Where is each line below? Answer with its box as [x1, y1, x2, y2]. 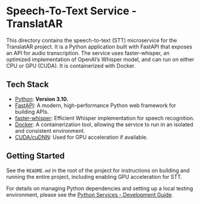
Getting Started [6, 151, 65, 161]
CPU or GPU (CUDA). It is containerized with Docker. [6, 62, 136, 69]
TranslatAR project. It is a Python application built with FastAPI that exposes [6, 43, 193, 50]
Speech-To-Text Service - [6, 4, 137, 18]
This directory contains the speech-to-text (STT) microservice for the [6, 36, 177, 44]
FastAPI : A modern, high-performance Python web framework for [14, 102, 176, 109]
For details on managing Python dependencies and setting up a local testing [6, 184, 193, 192]
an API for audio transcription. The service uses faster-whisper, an [6, 49, 170, 56]
